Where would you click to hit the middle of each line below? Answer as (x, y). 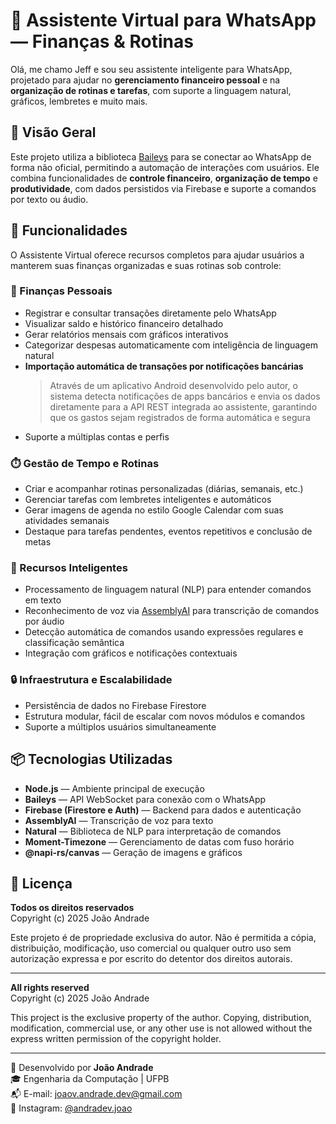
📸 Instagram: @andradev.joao (71, 1108)
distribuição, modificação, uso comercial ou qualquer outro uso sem (151, 948)
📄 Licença (41, 883)
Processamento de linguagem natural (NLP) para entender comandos (168, 590)
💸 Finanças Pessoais (61, 291)
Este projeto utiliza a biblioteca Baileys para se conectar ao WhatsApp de (161, 156)
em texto (43, 600)
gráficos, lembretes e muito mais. (79, 101)
